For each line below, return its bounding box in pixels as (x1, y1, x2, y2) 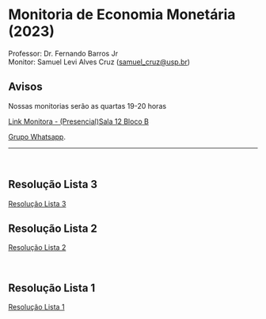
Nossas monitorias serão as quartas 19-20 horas (8, 101, 167, 110)
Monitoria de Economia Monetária (8, 6, 236, 24)
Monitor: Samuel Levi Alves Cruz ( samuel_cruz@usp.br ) (8, 57, 191, 67)
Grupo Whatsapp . (8, 132, 66, 141)
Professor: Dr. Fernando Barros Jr (8, 48, 119, 58)
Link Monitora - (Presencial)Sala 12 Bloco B (8, 117, 149, 126)
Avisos (8, 80, 43, 94)
